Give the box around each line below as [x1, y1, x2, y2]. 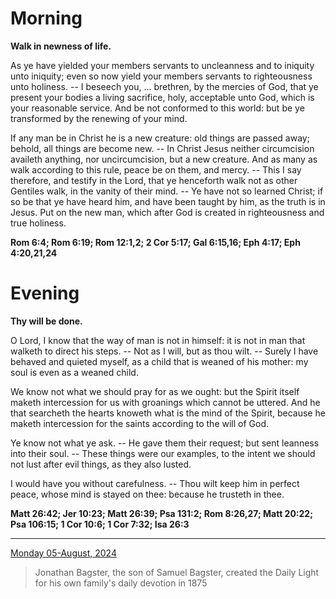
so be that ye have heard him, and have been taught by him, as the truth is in [10, 195, 326, 207]
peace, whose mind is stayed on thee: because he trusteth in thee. [10, 488, 285, 500]
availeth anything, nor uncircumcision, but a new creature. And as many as [10, 153, 318, 165]
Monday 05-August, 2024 [10, 547, 117, 559]
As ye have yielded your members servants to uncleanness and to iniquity [10, 59, 315, 71]
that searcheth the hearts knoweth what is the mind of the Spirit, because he [10, 407, 326, 419]
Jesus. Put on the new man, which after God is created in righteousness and [10, 206, 325, 218]
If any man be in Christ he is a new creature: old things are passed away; [10, 132, 310, 144]
